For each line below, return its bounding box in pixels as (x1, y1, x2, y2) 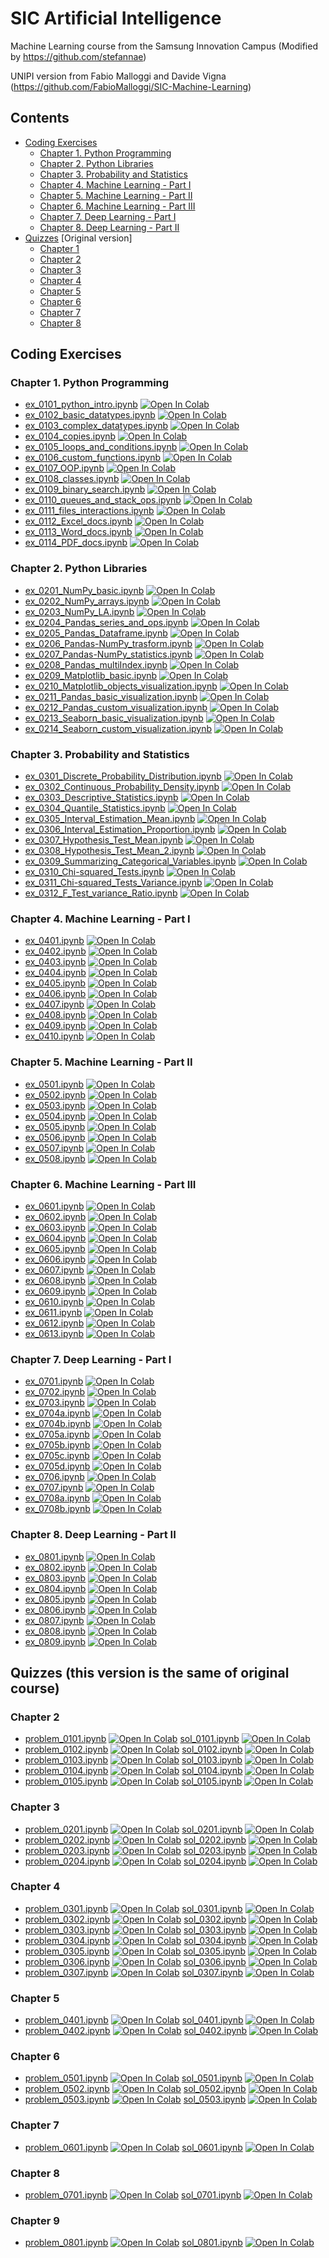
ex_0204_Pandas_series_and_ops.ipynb (24, 616, 189, 628)
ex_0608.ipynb (24, 1274, 87, 1286)
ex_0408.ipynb (24, 1009, 87, 1021)
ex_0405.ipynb (24, 977, 87, 989)
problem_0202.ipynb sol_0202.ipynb (24, 1833, 247, 1846)
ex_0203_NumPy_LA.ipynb (24, 605, 135, 617)
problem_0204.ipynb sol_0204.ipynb (24, 1855, 247, 1867)
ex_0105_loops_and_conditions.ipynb (24, 441, 178, 453)
